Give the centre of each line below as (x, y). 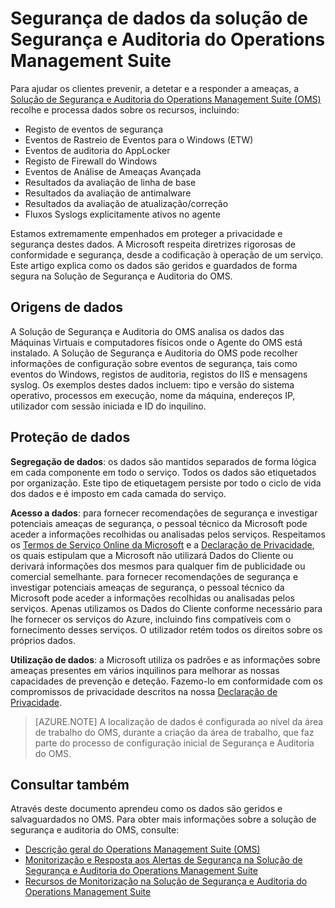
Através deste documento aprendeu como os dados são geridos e (146, 809)
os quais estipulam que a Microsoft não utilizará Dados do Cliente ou (152, 555)
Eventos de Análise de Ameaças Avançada (113, 171)
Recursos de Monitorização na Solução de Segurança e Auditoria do (166, 881)
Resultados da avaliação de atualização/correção (126, 203)
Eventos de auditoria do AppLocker (97, 150)
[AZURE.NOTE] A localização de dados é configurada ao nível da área (179, 721)
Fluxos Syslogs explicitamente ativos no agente (122, 214)
